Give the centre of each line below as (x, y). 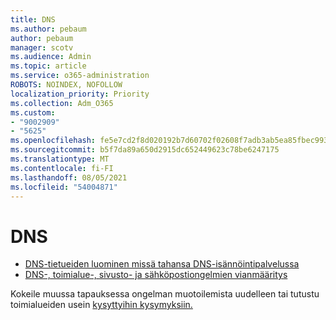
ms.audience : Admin (51, 57)
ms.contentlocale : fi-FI (62, 168)
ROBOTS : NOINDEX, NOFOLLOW (66, 85)
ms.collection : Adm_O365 (62, 103)
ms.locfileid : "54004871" (64, 187)
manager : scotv (42, 47)
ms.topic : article (48, 66)
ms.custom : (33, 112)
